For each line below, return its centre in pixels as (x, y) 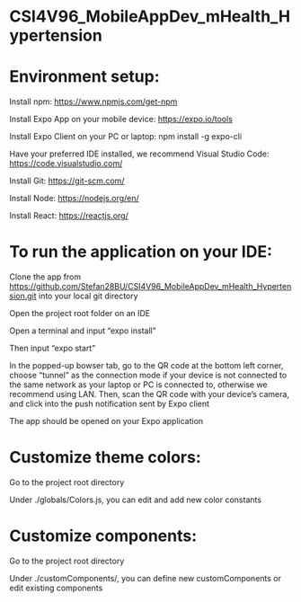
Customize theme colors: (106, 458)
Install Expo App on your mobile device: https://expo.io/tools (121, 120)
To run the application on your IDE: (141, 252)
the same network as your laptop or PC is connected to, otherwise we (138, 385)
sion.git (23, 296)
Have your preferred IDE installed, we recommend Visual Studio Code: (139, 154)
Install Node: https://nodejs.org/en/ (74, 199)
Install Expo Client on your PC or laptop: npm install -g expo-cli (126, 137)
